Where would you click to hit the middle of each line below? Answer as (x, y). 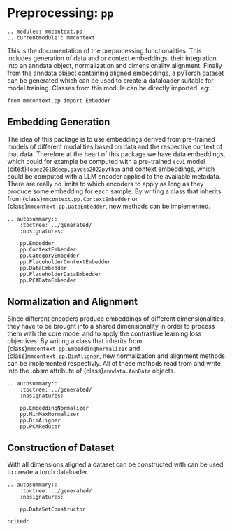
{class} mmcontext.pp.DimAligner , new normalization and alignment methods (116, 356)
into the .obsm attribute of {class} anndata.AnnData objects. (92, 371)
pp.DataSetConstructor (53, 509)
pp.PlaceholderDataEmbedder (60, 274)
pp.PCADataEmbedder (48, 280)
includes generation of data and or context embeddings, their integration (112, 58)
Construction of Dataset (61, 447)
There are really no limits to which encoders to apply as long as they (106, 184)
